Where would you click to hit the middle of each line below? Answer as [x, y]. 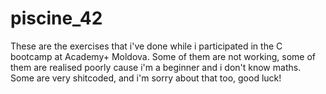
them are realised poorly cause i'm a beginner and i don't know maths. [156, 67]
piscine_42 [56, 18]
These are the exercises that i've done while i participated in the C [146, 46]
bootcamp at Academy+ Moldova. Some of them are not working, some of [163, 56]
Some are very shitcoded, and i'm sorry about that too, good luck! [146, 78]
